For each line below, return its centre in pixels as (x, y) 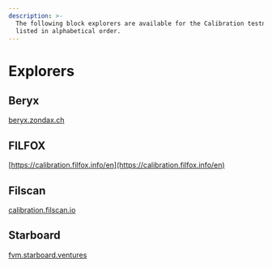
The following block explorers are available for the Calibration (130, 23)
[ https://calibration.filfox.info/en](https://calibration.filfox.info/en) (117, 165)
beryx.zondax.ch (36, 120)
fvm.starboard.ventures (48, 255)
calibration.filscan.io (42, 210)
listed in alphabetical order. (68, 31)
